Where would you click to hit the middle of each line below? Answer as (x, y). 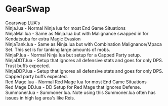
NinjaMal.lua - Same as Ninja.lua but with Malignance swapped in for (77, 33)
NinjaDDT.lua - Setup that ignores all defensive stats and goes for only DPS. (84, 60)
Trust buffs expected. (28, 66)
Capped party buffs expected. (37, 76)
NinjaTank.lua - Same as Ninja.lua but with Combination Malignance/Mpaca (83, 44)
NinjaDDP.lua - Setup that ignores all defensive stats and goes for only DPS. (84, 71)
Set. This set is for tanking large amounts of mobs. (58, 49)
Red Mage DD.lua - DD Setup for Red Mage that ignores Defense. (73, 87)
